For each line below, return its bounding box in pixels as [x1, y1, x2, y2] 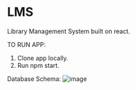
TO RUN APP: [7, 40, 46, 48]
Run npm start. [17, 61, 60, 69]
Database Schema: [7, 74, 61, 83]
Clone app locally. [17, 53, 69, 62]
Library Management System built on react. [7, 27, 130, 35]
